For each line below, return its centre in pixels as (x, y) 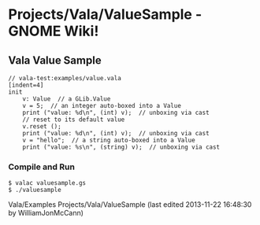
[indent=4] (26, 85)
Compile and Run (41, 167)
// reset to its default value (74, 120)
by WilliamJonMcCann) (46, 213)
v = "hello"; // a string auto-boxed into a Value (109, 140)
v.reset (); (42, 127)
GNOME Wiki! (54, 31)
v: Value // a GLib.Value (67, 99)
